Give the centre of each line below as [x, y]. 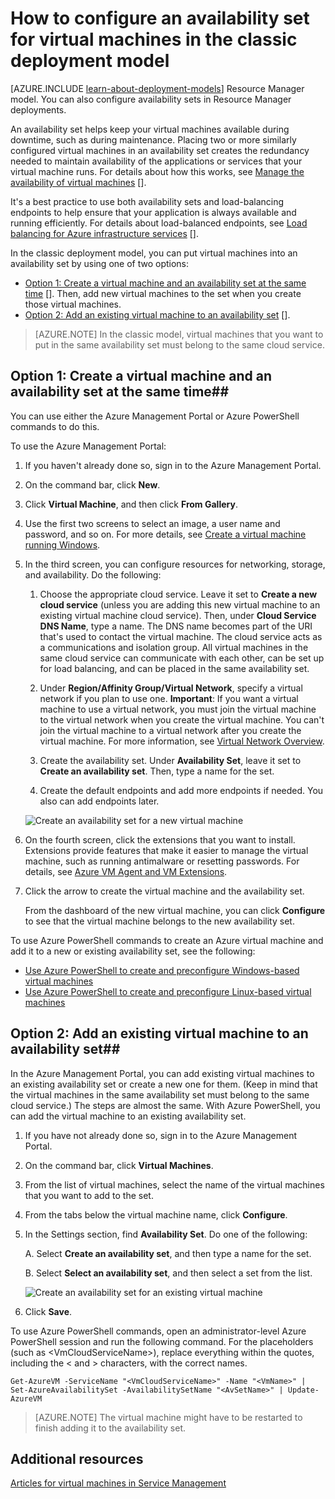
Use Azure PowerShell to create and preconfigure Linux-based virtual [168, 991]
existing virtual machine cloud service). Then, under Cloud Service [178, 615]
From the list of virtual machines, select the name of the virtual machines [174, 1184]
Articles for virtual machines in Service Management [118, 1483]
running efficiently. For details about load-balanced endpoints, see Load [159, 223]
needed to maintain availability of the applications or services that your [156, 161]
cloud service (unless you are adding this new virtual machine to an [180, 604]
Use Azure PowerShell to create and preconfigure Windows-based [162, 970]
